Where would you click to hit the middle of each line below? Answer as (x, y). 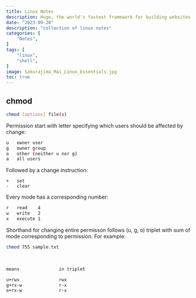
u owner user (25, 143)
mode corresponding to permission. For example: (66, 236)
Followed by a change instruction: (47, 170)
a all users (24, 159)
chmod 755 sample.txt (33, 247)
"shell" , (27, 61)
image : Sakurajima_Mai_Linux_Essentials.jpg (62, 72)
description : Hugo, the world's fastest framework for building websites (99, 17)
